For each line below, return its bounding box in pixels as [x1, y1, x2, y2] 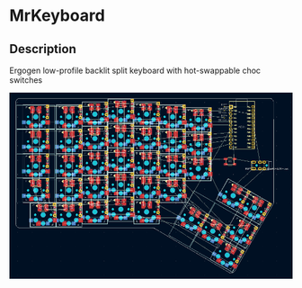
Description [9, 41, 76, 57]
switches [9, 75, 43, 85]
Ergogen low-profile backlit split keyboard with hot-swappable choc [9, 65, 262, 76]
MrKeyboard [9, 5, 105, 26]
